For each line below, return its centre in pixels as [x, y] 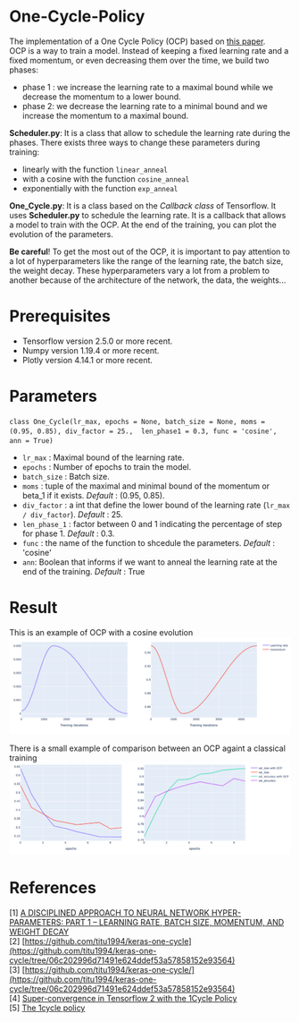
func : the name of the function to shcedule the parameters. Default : [148, 542]
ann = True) [31, 440]
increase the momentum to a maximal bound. [105, 115]
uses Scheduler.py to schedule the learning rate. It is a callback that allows [148, 215]
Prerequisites [60, 316]
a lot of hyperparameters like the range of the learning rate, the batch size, [146, 260]
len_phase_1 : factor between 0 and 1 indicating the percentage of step [152, 524]
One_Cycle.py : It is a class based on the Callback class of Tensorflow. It [143, 205]
